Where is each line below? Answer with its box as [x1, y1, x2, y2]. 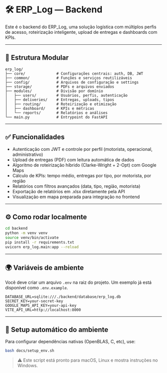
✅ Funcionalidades [5, 133, 65, 141]
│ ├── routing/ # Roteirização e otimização [5, 102, 117, 107]
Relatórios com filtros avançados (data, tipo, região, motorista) [12, 183, 141, 189]
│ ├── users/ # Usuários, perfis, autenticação [5, 93, 128, 98]
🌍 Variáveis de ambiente [5, 263, 84, 272]
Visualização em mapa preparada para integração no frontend [12, 194, 140, 200]
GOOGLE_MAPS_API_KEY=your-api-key [5, 303, 77, 308]
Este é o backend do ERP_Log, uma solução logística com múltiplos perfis [5, 23, 157, 30]
